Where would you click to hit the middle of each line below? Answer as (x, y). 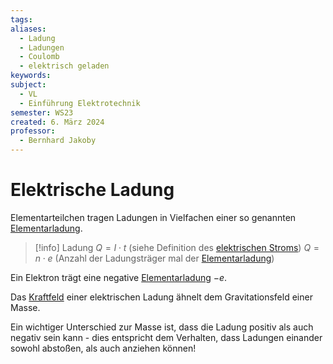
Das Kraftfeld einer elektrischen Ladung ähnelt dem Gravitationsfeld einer (161, 297)
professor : (33, 131)
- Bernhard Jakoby (58, 141)
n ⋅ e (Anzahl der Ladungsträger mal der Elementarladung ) (154, 258)
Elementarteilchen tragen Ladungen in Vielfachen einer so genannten (153, 217)
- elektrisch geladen (64, 66)
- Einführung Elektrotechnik (80, 103)
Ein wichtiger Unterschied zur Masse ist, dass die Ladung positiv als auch (162, 327)
